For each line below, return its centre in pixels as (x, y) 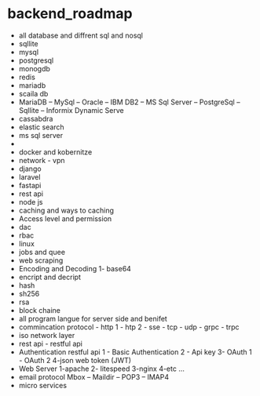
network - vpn (42, 160)
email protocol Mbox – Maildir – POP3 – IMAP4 (94, 376)
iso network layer (47, 335)
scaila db (33, 93)
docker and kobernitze (55, 152)
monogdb (34, 68)
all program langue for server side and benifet (93, 318)
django (30, 169)
